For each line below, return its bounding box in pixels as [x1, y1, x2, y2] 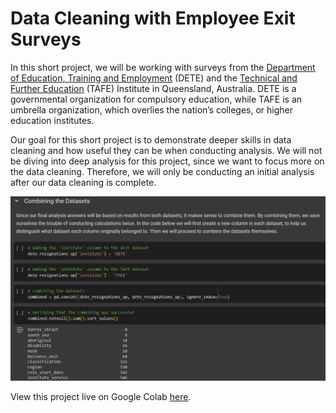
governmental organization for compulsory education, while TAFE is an [10, 93, 303, 105]
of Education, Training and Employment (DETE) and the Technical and [10, 72, 298, 84]
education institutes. [10, 114, 95, 126]
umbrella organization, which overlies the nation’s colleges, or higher [10, 103, 293, 116]
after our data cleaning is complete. [10, 176, 157, 188]
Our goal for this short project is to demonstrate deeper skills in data [10, 133, 292, 146]
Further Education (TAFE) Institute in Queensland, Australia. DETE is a [10, 82, 297, 94]
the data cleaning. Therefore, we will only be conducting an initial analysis [10, 165, 315, 177]
